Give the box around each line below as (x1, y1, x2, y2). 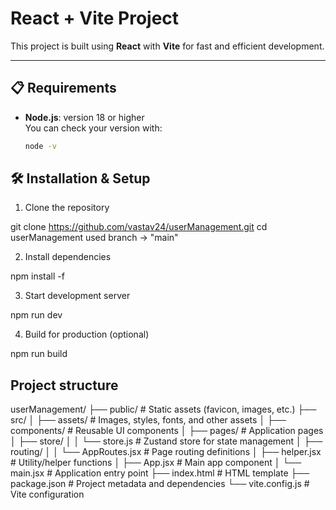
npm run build (10, 348, 68, 360)
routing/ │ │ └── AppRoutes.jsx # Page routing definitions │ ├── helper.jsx (10, 446, 322, 458)
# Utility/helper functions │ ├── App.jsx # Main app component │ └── (10, 457, 302, 469)
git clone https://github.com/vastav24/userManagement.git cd (10, 221, 268, 233)
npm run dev (10, 309, 63, 321)
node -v (24, 141, 57, 151)
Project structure (10, 377, 119, 394)
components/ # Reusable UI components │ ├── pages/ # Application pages (10, 425, 324, 437)
